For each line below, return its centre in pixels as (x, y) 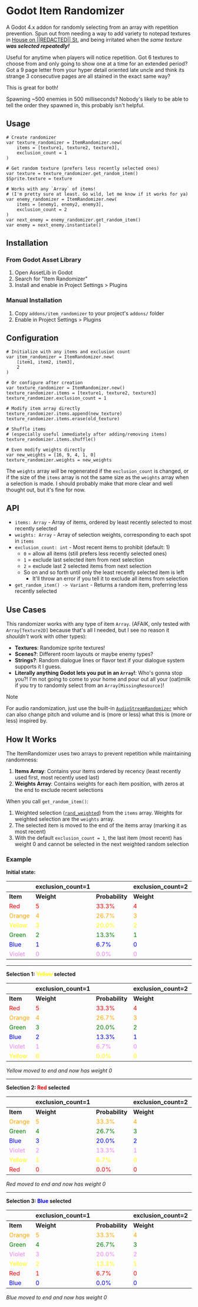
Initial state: (21, 872)
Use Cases (26, 610)
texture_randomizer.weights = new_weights (59, 460)
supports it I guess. (38, 666)
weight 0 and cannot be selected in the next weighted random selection (102, 844)
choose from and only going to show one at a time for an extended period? (97, 64)
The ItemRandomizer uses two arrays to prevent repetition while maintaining (99, 753)
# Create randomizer (32, 137)
